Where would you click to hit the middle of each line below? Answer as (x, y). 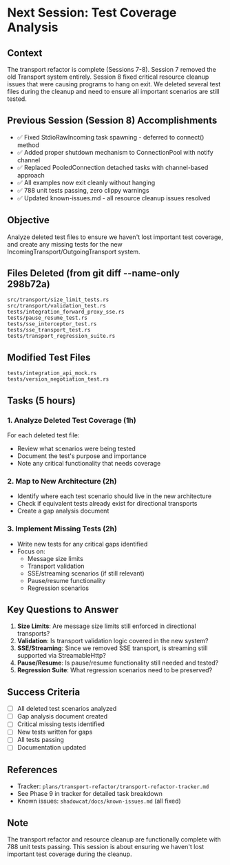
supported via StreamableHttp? (62, 656)
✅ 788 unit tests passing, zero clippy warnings (83, 190)
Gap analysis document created (62, 716)
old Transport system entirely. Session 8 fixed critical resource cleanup (108, 77)
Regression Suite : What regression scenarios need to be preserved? (115, 670)
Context (25, 53)
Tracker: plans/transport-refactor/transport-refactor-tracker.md (113, 786)
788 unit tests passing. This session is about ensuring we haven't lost (106, 847)
